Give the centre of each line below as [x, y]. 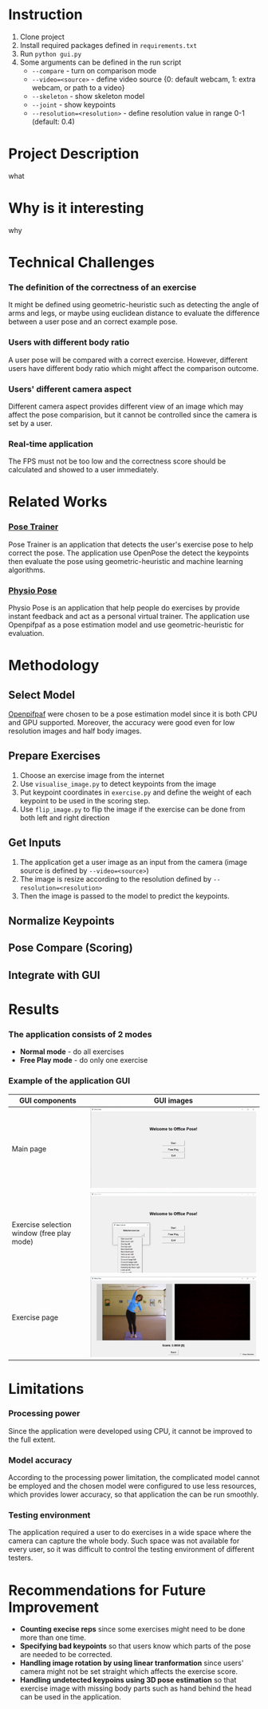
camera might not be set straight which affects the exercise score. [128, 1672]
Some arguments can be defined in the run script [100, 62]
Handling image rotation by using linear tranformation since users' [132, 1663]
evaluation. [26, 633]
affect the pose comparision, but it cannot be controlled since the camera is [133, 414]
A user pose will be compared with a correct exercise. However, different [128, 360]
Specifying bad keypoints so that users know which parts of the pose [135, 1646]
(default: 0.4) [53, 121]
